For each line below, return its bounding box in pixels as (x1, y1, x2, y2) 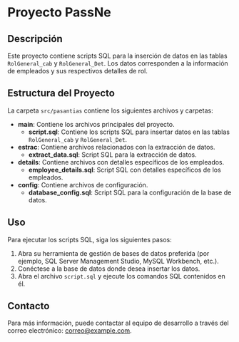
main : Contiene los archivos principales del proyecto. (17, 120, 175, 128)
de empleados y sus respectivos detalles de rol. (7, 67, 148, 75)
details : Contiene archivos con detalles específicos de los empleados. (17, 157, 225, 166)
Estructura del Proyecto (7, 87, 116, 100)
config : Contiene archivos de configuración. (17, 180, 148, 189)
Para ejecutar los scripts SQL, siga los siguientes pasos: (7, 235, 173, 244)
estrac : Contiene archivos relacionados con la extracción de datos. (17, 142, 215, 151)
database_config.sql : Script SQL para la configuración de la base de (28, 188, 232, 197)
